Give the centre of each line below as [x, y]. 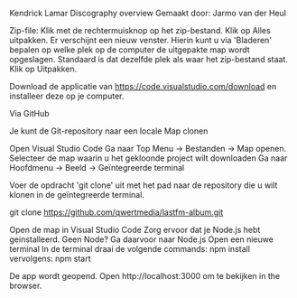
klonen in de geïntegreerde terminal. [77, 195]
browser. [26, 285]
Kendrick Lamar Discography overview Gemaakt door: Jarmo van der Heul [148, 13]
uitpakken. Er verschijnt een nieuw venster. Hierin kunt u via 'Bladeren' [141, 40]
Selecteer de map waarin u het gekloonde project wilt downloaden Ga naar [148, 158]
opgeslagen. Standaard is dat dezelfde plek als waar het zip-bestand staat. [149, 59]
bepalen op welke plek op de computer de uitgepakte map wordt [130, 50]
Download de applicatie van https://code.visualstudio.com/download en [143, 86]
